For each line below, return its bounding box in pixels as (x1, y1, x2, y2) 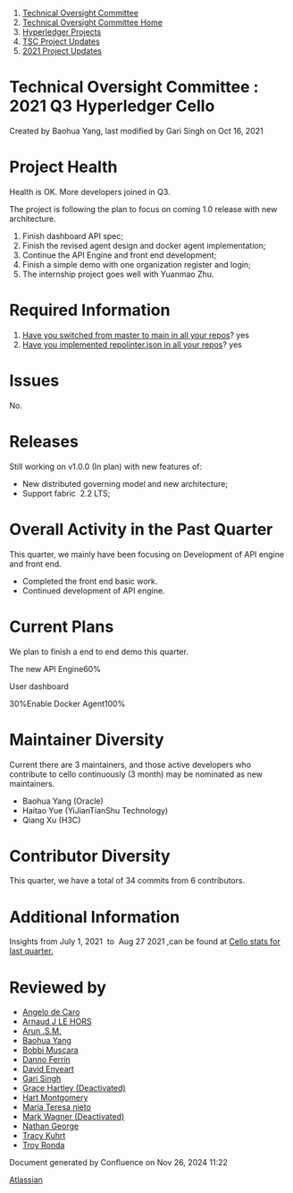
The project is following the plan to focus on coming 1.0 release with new (9, 203, 278, 214)
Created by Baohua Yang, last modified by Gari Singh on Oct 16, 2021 (9, 125, 264, 136)
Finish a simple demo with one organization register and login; (21, 259, 252, 269)
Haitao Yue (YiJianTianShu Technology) (21, 805, 169, 815)
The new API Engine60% (9, 663, 101, 674)
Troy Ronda (21, 1140, 65, 1151)
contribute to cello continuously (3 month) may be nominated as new (9, 769, 264, 780)
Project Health (9, 157, 118, 177)
